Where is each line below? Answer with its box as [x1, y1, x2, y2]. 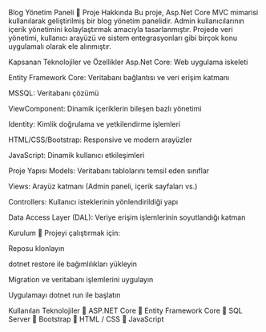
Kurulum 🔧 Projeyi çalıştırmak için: [8, 229, 121, 237]
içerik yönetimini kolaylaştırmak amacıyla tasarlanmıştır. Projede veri [8, 25, 234, 34]
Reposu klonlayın [8, 244, 65, 253]
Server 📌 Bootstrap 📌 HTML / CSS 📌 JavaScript [8, 314, 164, 324]
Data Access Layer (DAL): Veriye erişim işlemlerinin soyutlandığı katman [8, 213, 246, 222]
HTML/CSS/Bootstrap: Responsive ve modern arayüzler [8, 135, 192, 144]
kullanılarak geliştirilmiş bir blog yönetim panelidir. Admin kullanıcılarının [8, 16, 244, 26]
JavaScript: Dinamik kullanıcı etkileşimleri [8, 151, 145, 160]
